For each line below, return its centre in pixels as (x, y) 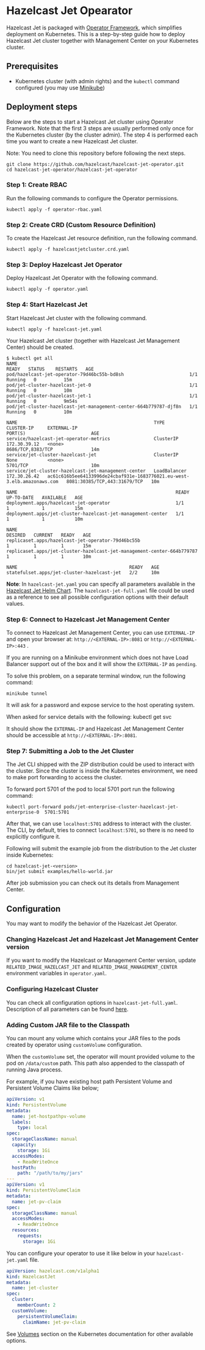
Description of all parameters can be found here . (67, 1009)
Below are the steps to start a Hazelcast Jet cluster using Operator (90, 122)
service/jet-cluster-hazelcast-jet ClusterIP (92, 455)
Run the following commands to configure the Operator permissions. (92, 198)
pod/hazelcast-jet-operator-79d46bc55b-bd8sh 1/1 (102, 374)
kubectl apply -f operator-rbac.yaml (54, 209)
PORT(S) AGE (53, 433)
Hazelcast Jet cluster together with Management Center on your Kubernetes (103, 40)
